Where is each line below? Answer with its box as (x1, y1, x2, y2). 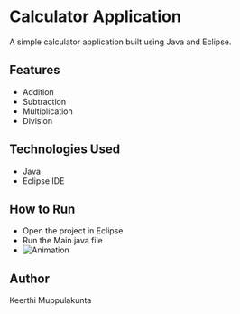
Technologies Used (9, 142, 120, 157)
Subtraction (22, 96, 66, 107)
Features (9, 62, 60, 78)
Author (9, 271, 50, 286)
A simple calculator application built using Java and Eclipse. (9, 36, 232, 47)
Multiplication (22, 106, 74, 117)
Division (22, 115, 52, 126)
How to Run (9, 201, 76, 216)
